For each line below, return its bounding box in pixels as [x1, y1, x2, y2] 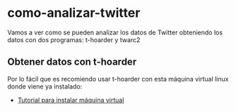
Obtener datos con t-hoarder [7, 56, 137, 68]
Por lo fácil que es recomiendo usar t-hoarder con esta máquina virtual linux [7, 74, 229, 83]
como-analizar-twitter [7, 5, 141, 21]
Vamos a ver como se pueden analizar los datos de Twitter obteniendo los [7, 28, 223, 37]
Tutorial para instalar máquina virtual [17, 96, 124, 104]
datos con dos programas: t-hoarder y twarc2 [7, 35, 141, 44]
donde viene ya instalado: [7, 82, 83, 91]
